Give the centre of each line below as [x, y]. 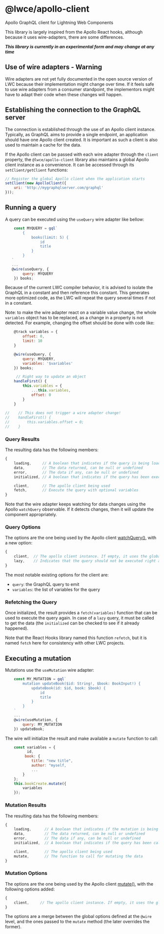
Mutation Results [26, 805]
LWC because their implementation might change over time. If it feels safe [80, 84]
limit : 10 [32, 341]
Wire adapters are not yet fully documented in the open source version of [79, 79]
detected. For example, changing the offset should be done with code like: [80, 323]
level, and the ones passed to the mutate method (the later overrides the [77, 922]
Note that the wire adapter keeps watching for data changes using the [75, 504]
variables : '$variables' [48, 363]
